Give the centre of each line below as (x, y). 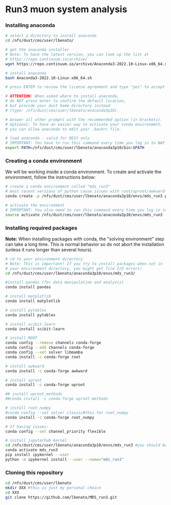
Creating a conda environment (44, 161)
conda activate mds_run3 (32, 450)
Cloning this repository (34, 472)
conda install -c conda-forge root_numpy (50, 417)
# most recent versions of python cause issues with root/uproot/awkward (85, 191)
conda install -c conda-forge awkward (46, 371)
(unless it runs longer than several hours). (49, 249)
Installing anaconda (30, 25)
